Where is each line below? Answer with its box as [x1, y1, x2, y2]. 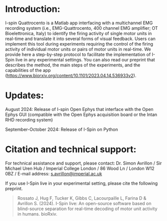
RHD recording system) [5, 116, 53, 122]
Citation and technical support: [5, 144, 137, 155]
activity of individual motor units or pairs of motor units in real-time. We [5, 46, 151, 52]
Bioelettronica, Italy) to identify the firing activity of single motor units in [5, 30, 152, 36]
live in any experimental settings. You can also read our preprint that [15, 56, 155, 62]
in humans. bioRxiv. [17, 211, 58, 217]
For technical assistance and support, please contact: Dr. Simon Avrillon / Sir [5, 160, 162, 166]
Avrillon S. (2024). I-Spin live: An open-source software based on [17, 200, 152, 206]
